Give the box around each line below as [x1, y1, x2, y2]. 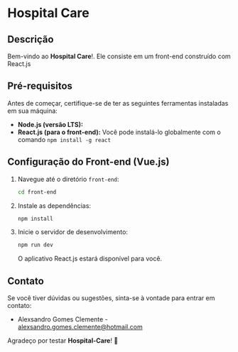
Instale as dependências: [17, 201, 91, 210]
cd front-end [17, 188, 57, 196]
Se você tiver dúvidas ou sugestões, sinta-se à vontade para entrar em [7, 294, 215, 302]
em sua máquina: [7, 106, 58, 115]
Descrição [7, 33, 54, 45]
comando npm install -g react [17, 135, 112, 143]
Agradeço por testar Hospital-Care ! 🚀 [7, 336, 119, 345]
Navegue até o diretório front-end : [17, 175, 119, 183]
